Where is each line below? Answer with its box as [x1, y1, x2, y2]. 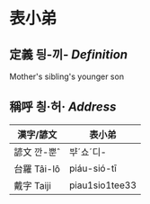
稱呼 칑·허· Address [9, 100, 117, 115]
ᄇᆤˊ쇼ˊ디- [68, 146, 107, 158]
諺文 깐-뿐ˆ [13, 146, 61, 158]
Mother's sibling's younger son [9, 71, 124, 82]
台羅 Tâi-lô [13, 163, 61, 175]
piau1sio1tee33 [68, 179, 137, 191]
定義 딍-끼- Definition [9, 47, 128, 62]
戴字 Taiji [13, 179, 52, 191]
